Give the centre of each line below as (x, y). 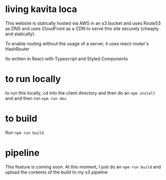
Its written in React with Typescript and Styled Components (67, 58)
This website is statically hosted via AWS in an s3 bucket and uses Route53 (83, 23)
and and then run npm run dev (36, 98)
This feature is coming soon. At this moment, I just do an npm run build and (83, 166)
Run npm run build (25, 132)
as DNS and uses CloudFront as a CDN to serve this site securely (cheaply (82, 28)
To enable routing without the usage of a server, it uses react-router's (77, 43)
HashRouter (18, 49)
